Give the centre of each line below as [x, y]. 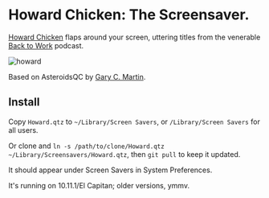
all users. [23, 130]
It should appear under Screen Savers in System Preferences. [110, 170]
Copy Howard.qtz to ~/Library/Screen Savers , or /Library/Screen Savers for [134, 122]
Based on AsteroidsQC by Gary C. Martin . [77, 76]
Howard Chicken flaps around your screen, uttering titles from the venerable [134, 37]
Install [24, 102]
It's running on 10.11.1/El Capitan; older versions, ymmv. [99, 185]
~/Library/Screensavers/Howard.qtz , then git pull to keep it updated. [124, 154]
